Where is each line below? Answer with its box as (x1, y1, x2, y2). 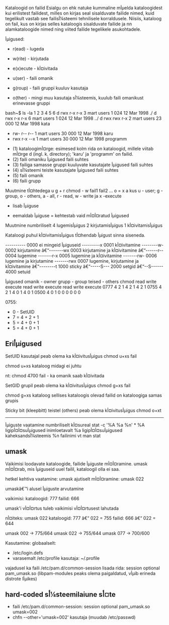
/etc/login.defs (12, 550, 43, 556)
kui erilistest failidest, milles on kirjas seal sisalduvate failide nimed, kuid (5, 10, 154, 16)
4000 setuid (5, 269, 31, 275)
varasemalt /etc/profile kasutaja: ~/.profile (12, 555, 100, 561)
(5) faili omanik (12, 172, 44, 178)
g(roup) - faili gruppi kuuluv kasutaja (12, 85, 89, 91)
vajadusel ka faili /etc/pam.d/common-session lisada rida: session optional (5, 565, 160, 571)
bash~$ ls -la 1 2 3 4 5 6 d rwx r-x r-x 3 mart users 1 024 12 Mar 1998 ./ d (5, 110, 157, 116)
